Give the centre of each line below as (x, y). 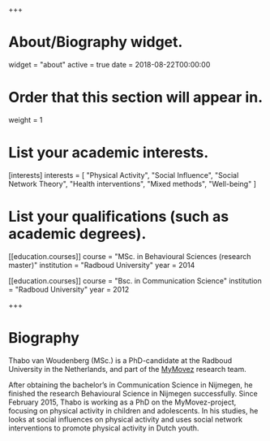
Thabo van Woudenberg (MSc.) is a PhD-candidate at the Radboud (120, 360)
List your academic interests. (109, 153)
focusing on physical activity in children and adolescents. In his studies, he (133, 410)
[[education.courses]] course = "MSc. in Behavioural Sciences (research (130, 256)
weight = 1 (26, 119)
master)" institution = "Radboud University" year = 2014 (102, 265)
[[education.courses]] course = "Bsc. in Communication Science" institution (135, 280)
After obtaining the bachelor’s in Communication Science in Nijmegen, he (131, 385)
